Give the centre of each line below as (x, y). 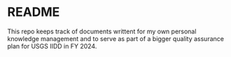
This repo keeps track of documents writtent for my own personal (102, 31)
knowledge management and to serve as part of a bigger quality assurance (115, 38)
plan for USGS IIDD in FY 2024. (52, 46)
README (34, 12)
